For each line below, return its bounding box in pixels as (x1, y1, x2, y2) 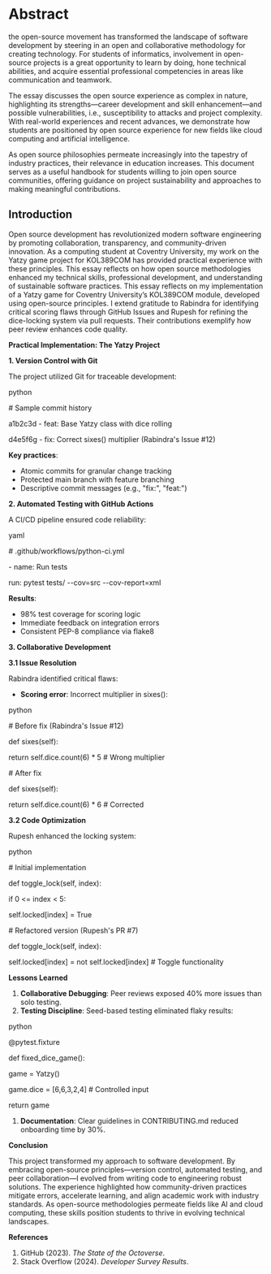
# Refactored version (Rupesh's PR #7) (8, 925, 139, 935)
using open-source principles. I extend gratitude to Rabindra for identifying (8, 298, 259, 308)
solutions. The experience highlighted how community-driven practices (8, 1181, 247, 1191)
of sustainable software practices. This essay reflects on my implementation (8, 281, 264, 291)
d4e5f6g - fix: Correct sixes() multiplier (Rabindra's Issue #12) (8, 434, 216, 444)
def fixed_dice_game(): (8, 1053, 85, 1063)
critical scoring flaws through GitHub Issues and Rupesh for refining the (8, 306, 248, 317)
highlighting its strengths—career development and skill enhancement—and (8, 99, 262, 109)
